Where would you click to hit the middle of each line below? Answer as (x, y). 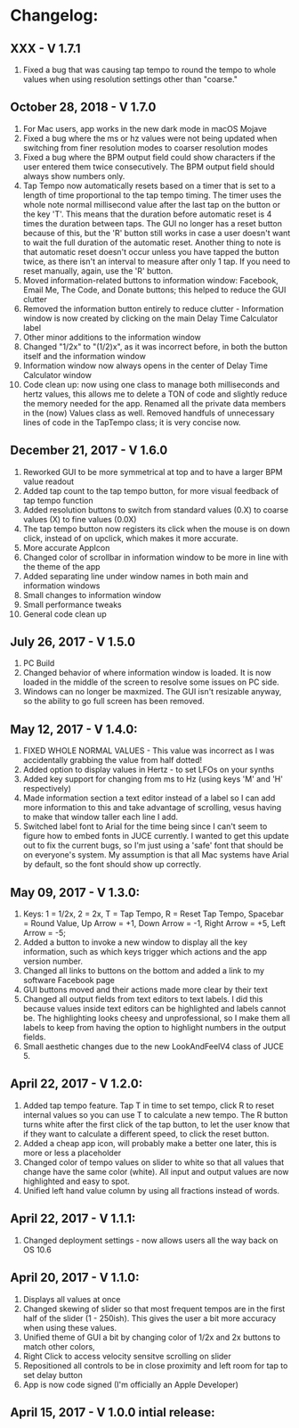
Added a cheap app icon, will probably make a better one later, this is (149, 1143)
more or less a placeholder (72, 1153)
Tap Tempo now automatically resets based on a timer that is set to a (149, 185)
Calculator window (57, 374)
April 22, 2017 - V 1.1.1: (73, 1219)
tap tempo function (58, 500)
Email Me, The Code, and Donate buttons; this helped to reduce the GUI (154, 290)
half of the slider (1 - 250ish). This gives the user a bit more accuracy (149, 1318)
